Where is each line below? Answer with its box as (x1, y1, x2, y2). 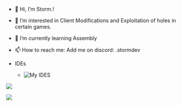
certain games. (14, 24, 51, 30)
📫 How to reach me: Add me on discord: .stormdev (14, 47, 141, 53)
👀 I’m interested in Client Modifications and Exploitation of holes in (14, 17, 176, 24)
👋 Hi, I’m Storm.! (14, 6, 54, 12)
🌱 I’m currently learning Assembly (14, 35, 97, 41)
